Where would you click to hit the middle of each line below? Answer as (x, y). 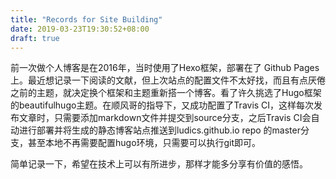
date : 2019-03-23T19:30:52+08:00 (80, 29)
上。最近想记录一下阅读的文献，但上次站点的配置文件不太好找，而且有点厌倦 (168, 80)
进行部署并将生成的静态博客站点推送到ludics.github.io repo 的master (159, 130)
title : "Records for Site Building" (86, 19)
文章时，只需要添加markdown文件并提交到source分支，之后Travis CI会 (165, 118)
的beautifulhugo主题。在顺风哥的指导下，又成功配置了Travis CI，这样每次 (162, 105)
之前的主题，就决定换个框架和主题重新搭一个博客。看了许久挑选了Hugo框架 (166, 93)
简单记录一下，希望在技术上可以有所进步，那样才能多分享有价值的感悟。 (159, 164)
